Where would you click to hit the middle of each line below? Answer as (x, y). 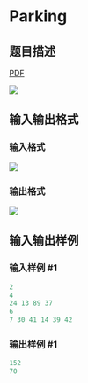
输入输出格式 (44, 120)
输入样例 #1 (33, 268)
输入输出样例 (44, 241)
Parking (38, 16)
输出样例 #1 (33, 344)
